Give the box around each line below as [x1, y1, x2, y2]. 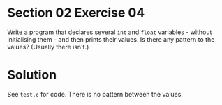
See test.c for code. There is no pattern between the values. [7, 90, 184, 98]
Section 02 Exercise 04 [7, 5, 145, 21]
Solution [7, 67, 57, 83]
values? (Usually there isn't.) [7, 42, 89, 51]
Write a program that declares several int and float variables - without [7, 28, 212, 36]
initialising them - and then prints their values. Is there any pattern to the [7, 35, 215, 43]
